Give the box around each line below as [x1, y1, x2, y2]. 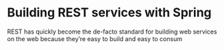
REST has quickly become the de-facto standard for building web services [7, 27, 217, 36]
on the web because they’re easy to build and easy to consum [7, 34, 183, 42]
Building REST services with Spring [7, 5, 212, 21]
